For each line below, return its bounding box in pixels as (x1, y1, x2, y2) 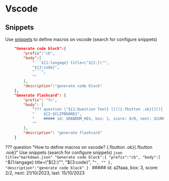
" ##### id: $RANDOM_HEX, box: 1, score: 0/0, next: (32, 116, 152, 121)
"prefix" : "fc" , (23, 98, 57, 103)
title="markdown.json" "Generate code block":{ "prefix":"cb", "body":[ (5, 154, 161, 160)
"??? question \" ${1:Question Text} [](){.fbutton (32, 107, 141, 112)
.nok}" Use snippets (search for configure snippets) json (5, 149, 123, 155)
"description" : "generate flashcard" (23, 130, 102, 135)
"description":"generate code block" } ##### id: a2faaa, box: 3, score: (5, 164, 158, 170)
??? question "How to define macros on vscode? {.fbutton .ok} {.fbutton (5, 144, 152, 150)
